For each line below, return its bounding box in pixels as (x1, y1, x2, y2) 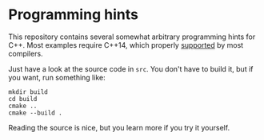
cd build (8, 95, 38, 103)
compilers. (8, 49, 43, 58)
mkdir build (8, 87, 48, 96)
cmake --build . (8, 109, 62, 117)
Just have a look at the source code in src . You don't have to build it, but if (8, 64, 254, 73)
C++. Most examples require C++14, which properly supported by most (8, 40, 244, 49)
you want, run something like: (8, 72, 106, 82)
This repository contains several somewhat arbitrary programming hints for (8, 32, 256, 41)
